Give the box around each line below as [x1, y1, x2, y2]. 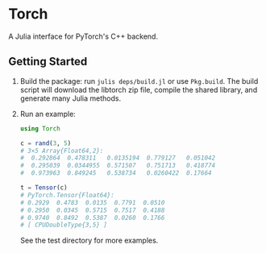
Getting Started [8, 55, 88, 68]
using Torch [19, 124, 60, 133]
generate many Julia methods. [19, 93, 122, 103]
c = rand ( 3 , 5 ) [19, 139, 72, 147]
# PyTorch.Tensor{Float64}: [19, 191, 114, 199]
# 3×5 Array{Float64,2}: [19, 147, 104, 155]
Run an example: [19, 109, 77, 118]
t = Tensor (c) [19, 184, 68, 192]
